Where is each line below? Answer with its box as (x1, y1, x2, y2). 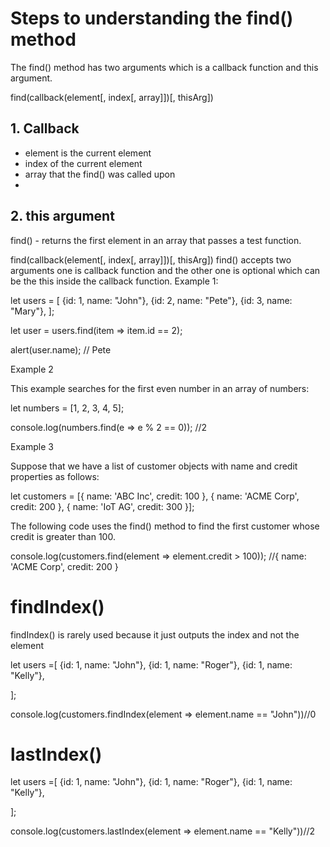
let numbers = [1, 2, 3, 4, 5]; (10, 402, 125, 414)
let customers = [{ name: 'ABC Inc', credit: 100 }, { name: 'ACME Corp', (10, 490, 300, 502)
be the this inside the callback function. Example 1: (10, 275, 219, 287)
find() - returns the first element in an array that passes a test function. (10, 234, 302, 246)
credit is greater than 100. (10, 530, 116, 542)
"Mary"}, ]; (10, 305, 55, 317)
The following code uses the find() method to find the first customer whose (10, 520, 320, 532)
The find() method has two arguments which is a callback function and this (10, 61, 319, 73)
